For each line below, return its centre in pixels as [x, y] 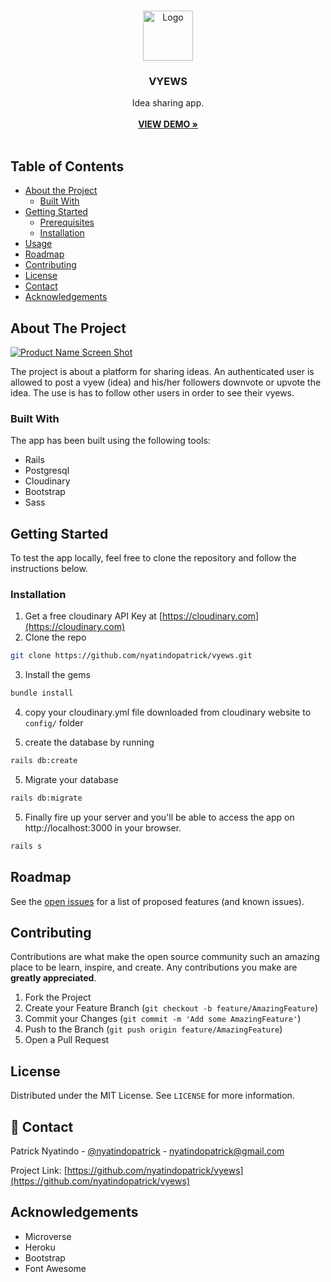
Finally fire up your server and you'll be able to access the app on [159, 817]
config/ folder [54, 723]
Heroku [40, 1247]
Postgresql [47, 471]
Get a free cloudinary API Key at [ [93, 616]
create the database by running [89, 742]
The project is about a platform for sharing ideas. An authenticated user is [162, 371]
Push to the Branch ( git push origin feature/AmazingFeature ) [153, 1029]
